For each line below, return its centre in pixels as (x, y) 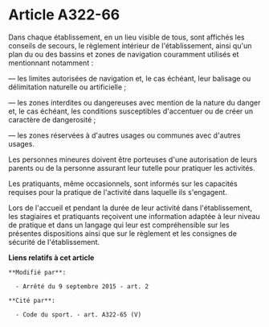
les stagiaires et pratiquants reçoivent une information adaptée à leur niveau (134, 216)
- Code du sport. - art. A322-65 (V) (79, 315)
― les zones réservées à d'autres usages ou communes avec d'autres (124, 135)
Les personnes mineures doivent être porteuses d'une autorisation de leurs (133, 159)
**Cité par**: (32, 300)
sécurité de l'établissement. (54, 242)
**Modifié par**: (37, 272)
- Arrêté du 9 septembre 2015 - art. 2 (82, 286)
